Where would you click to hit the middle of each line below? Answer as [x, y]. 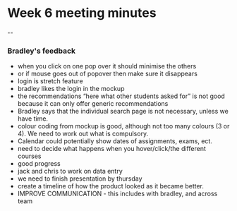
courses [29, 156]
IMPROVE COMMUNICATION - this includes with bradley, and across [117, 194]
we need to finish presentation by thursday [80, 179]
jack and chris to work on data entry [70, 171]
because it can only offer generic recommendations [93, 104]
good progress [39, 164]
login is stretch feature [50, 81]
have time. [32, 119]
